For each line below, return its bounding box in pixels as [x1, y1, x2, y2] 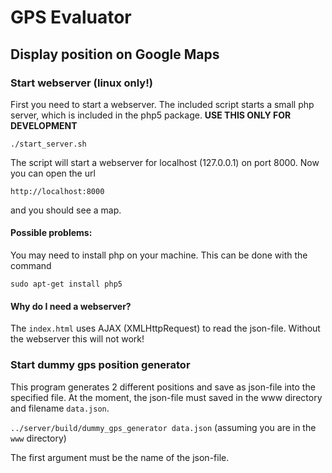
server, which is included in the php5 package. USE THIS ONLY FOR [10, 109, 292, 121]
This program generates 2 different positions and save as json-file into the [10, 381, 316, 393]
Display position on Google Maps [10, 46, 220, 63]
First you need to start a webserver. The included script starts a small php [10, 98, 315, 110]
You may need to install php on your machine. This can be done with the [10, 249, 308, 261]
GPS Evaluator [10, 6, 132, 29]
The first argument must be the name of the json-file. [10, 451, 230, 463]
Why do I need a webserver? [10, 300, 132, 312]
